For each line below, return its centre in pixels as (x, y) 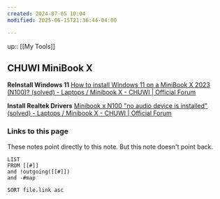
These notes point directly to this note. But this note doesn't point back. (110, 147)
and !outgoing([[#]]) (39, 172)
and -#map (22, 178)
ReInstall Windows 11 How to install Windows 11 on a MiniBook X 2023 (109, 85)
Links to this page (38, 131)
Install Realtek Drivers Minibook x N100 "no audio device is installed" (108, 106)
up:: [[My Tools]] (31, 46)
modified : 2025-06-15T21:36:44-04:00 (62, 20)
